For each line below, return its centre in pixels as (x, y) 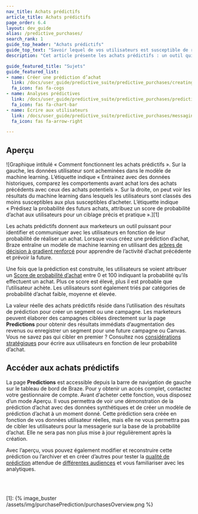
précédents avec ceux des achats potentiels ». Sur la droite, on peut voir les (98, 190)
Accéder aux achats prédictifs (63, 368)
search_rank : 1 (25, 39)
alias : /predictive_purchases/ (44, 34)
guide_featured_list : (33, 71)
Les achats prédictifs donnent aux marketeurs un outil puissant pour (89, 226)
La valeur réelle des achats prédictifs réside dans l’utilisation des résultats (96, 305)
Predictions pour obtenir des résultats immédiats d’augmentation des (90, 324)
